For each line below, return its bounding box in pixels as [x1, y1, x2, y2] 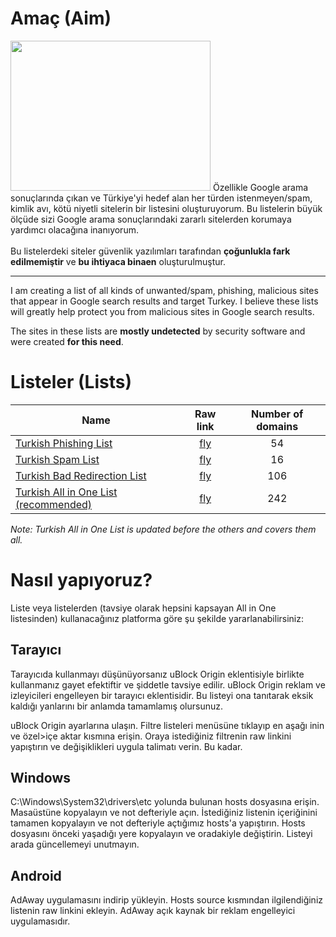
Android [10, 867, 62, 884]
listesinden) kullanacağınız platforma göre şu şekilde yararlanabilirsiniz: [10, 612, 304, 624]
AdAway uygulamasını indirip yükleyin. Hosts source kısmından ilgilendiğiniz [10, 894, 324, 906]
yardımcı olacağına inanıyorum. [10, 223, 139, 236]
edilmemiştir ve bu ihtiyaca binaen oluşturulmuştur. [10, 255, 227, 267]
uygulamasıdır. [10, 915, 71, 927]
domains [256, 419, 299, 433]
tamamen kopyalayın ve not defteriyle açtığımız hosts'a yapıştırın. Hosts [10, 817, 306, 829]
